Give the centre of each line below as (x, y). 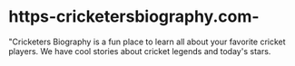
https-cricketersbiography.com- (134, 17)
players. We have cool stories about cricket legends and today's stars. (140, 51)
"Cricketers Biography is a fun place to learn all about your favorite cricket (147, 42)
